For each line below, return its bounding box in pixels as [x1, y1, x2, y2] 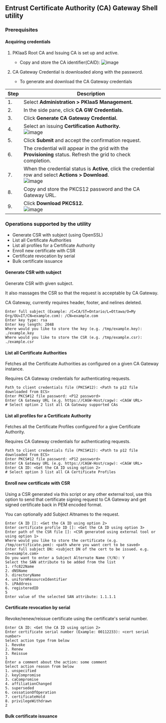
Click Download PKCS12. [23, 200, 83, 206]
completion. [23, 157, 51, 164]
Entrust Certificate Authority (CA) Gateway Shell [5, 4, 158, 12]
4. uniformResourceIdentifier [5, 577, 68, 582]
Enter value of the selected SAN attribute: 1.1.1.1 [5, 594, 116, 599]
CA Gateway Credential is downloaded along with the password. [12, 69, 143, 75]
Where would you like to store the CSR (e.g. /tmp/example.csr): [5, 335, 142, 340]
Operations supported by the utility [5, 221, 91, 228]
